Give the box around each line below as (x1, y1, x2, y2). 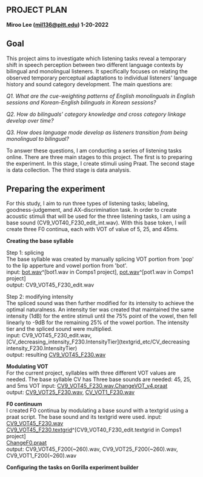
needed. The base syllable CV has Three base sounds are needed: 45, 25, (6, 376, 191, 383)
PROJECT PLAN (6, 5, 68, 15)
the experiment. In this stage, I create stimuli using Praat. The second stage (6, 160, 195, 167)
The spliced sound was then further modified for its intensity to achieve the (6, 300, 195, 307)
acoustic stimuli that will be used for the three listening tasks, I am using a (6, 212, 191, 220)
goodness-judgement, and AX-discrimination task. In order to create (6, 206, 177, 214)
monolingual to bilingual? (6, 135, 70, 142)
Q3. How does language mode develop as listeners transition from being (6, 129, 188, 136)
